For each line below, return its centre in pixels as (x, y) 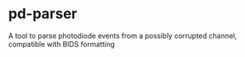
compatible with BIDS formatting (62, 44)
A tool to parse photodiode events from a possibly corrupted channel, (123, 36)
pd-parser (43, 14)
